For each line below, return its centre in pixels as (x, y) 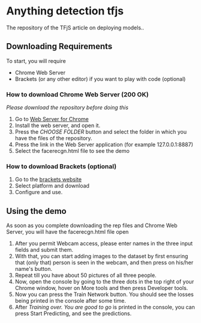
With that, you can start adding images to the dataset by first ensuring (101, 256)
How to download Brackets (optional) (61, 166)
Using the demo (37, 211)
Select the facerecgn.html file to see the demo (72, 151)
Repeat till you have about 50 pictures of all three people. (86, 275)
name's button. (34, 269)
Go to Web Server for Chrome (52, 119)
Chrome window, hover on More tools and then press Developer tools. (101, 288)
